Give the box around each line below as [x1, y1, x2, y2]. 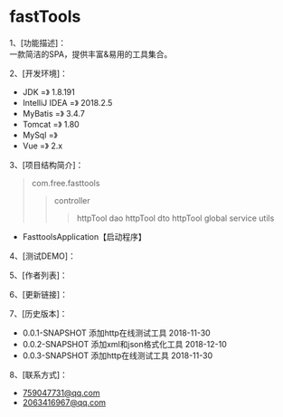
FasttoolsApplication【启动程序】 [22, 231, 146, 242]
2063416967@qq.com [22, 396, 107, 408]
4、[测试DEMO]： [9, 251, 77, 261]
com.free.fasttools [31, 177, 100, 188]
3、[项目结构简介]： [9, 159, 84, 170]
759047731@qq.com [22, 387, 101, 398]
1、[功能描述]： [9, 37, 66, 48]
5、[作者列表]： [9, 270, 68, 280]
